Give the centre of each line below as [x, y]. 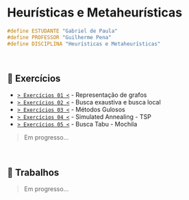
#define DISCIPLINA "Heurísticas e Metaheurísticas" [84, 44]
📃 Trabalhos [33, 172]
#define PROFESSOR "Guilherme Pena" [59, 37]
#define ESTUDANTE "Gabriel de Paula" [62, 31]
